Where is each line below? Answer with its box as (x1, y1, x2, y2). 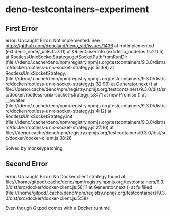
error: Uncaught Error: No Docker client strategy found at (5, 173, 126, 179)
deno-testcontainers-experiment (5, 4, 149, 15)
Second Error (5, 160, 48, 169)
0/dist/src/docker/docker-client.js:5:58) (5, 195, 88, 201)
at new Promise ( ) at (104, 92, 146, 98)
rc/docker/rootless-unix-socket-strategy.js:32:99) (5, 81, 110, 87)
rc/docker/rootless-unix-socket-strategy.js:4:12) (5, 108, 107, 114)
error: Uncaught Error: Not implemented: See (5, 37, 100, 43)
